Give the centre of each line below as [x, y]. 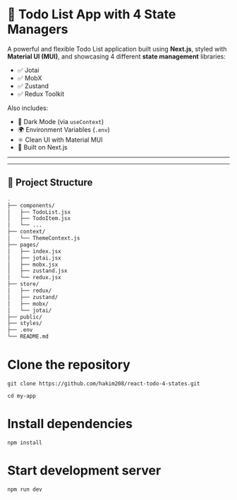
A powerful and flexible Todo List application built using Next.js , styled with [117, 49]
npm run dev [25, 489]
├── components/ [31, 205]
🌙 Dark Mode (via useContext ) [61, 121]
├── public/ [25, 317]
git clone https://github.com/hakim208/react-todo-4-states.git [104, 384]
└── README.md [28, 337]
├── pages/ [23, 245]
